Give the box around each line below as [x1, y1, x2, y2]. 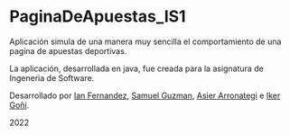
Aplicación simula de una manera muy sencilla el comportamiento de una [9, 36, 282, 47]
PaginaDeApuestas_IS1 [9, 6, 187, 27]
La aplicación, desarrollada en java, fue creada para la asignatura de [9, 63, 264, 74]
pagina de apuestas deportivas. [9, 45, 127, 56]
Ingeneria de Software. [9, 72, 95, 83]
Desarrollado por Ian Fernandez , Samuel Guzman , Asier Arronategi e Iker [9, 90, 281, 101]
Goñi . [9, 99, 30, 110]
